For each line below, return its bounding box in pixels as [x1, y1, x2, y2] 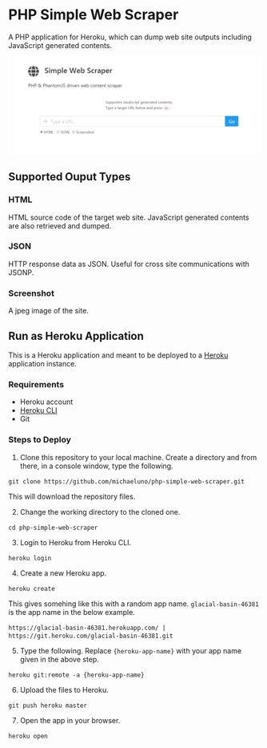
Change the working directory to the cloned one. [19, 507, 181, 516]
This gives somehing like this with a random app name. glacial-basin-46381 [8, 599, 260, 609]
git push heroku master [8, 702, 88, 710]
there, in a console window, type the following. [19, 461, 173, 471]
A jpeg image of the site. [8, 306, 90, 316]
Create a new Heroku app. [19, 568, 107, 578]
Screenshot [8, 287, 54, 298]
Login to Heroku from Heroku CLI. [19, 537, 132, 547]
